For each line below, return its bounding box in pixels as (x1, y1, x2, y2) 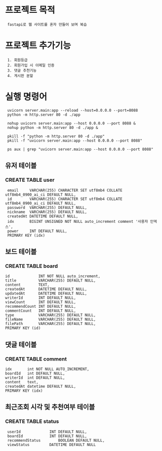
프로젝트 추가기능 (5, 40, 71, 51)
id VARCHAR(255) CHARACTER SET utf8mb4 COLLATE (7, 196, 122, 202)
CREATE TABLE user (5, 176, 55, 183)
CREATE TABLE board (5, 262, 58, 269)
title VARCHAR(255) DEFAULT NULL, (5, 278, 96, 283)
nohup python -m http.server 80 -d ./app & (7, 125, 98, 130)
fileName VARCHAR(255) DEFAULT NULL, (5, 317, 96, 322)
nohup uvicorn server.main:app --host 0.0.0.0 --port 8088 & (7, 121, 136, 126)
